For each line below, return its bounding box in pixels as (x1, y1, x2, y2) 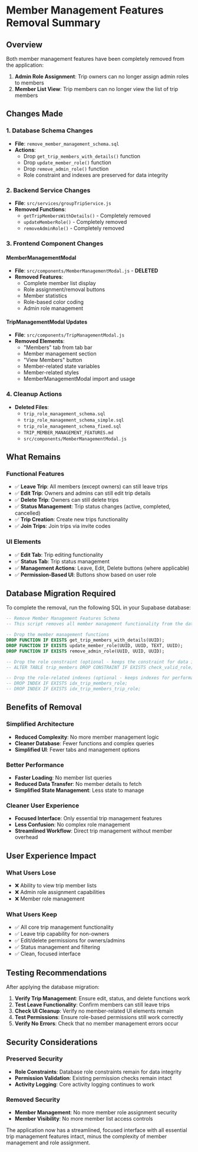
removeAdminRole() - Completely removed (23, 224, 125, 231)
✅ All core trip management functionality (14, 923, 114, 931)
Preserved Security (6, 1055, 63, 1063)
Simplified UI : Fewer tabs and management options (14, 746, 140, 753)
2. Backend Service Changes (6, 186, 91, 194)
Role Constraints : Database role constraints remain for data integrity (14, 1068, 181, 1075)
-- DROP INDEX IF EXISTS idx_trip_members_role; (6, 680, 128, 687)
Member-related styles (23, 369, 80, 376)
